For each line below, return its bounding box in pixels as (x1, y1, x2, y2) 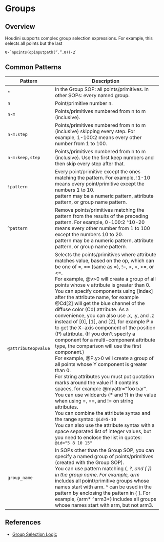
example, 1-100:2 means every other (55, 134, 142, 141)
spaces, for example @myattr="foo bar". (55, 385, 148, 392)
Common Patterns (5, 63, 62, 71)
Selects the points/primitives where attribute (55, 251, 157, 258)
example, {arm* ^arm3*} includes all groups (55, 496, 157, 502)
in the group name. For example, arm (55, 471, 140, 478)
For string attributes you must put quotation (55, 373, 155, 380)
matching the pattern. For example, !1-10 (55, 174, 150, 181)
